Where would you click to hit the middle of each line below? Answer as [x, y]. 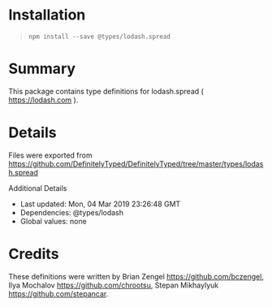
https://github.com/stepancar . [58, 293]
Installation [47, 15]
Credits [34, 254]
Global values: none [53, 221]
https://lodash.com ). [43, 100]
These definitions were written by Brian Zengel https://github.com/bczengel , [136, 276]
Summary [42, 69]
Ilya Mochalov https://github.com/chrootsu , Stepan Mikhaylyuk [114, 285]
